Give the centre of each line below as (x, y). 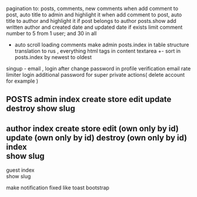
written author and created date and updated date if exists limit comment (94, 27)
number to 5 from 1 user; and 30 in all (51, 33)
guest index (20, 170)
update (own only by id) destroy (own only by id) (96, 137)
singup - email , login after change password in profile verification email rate (98, 69)
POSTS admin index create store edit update (89, 99)
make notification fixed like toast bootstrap (58, 188)
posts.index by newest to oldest (53, 57)
